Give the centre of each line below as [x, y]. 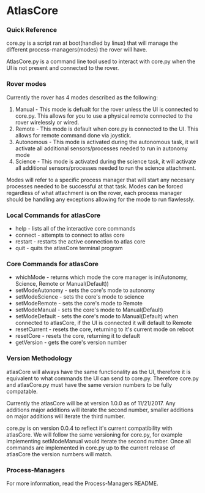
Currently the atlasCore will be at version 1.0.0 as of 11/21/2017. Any [91, 403]
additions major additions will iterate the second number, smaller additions [100, 410]
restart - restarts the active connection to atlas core [80, 242]
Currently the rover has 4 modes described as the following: [82, 97]
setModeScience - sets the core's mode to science [80, 297]
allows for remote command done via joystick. [73, 135]
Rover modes [27, 84]
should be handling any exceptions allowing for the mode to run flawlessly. [100, 199]
